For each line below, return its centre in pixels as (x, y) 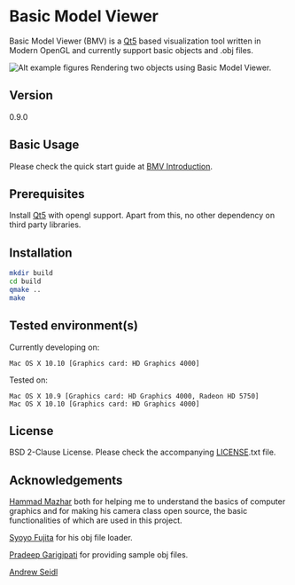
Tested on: (29, 380)
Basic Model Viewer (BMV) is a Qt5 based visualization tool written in (135, 41)
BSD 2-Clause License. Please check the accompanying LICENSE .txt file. (143, 452)
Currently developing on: (54, 347)
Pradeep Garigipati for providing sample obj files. (99, 555)
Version (31, 95)
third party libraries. (45, 225)
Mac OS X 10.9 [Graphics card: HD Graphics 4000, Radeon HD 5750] (134, 396)
